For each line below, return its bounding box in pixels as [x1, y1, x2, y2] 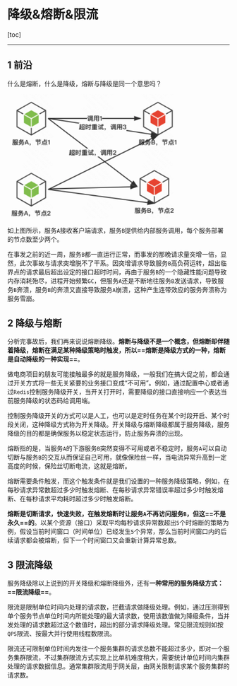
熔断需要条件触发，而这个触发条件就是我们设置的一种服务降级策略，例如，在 [7, 477, 230, 485]
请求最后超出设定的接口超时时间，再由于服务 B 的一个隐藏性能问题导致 [25, 268, 227, 277]
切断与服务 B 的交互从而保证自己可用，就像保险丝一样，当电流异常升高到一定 [7, 453, 227, 462]
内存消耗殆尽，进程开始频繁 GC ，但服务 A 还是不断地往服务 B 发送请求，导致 [7, 277, 218, 285]
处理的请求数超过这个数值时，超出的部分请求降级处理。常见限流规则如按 [13, 620, 224, 629]
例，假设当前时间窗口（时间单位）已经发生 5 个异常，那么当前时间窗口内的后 [7, 528, 227, 536]
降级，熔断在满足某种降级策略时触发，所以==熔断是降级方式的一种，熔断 [13, 346, 226, 354]
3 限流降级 [7, 559, 53, 571]
